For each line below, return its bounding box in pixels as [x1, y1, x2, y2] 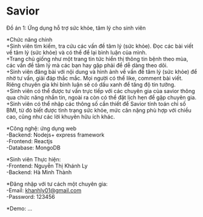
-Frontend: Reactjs [6, 137, 53, 144]
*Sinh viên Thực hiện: [6, 155, 61, 163]
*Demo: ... [6, 204, 33, 212]
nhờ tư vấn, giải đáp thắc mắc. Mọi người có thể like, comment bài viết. [6, 74, 183, 82]
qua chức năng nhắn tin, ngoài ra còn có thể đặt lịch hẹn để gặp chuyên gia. [6, 94, 197, 101]
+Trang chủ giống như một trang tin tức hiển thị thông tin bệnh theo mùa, [6, 55, 188, 62]
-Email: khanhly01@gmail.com [6, 186, 82, 194]
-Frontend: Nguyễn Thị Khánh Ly [6, 162, 88, 169]
